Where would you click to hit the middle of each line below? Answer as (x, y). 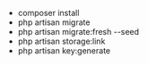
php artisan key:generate (64, 51)
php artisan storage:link (61, 41)
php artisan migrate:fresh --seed (78, 32)
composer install (48, 13)
